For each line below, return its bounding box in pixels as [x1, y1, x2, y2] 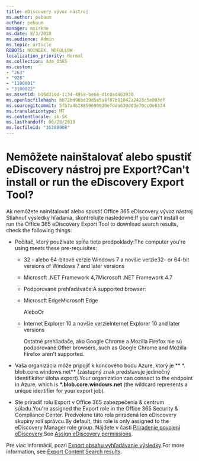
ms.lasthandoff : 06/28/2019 [6, 119, 76, 125]
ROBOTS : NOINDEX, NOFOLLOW [6, 48, 73, 53]
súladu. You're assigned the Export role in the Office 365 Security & [14, 405, 179, 412]
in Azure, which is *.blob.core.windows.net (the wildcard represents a [14, 381, 188, 388]
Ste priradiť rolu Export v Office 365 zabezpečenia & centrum [14, 399, 165, 406]
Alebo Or [23, 308, 44, 315]
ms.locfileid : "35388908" [6, 125, 70, 131]
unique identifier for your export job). [14, 387, 105, 394]
